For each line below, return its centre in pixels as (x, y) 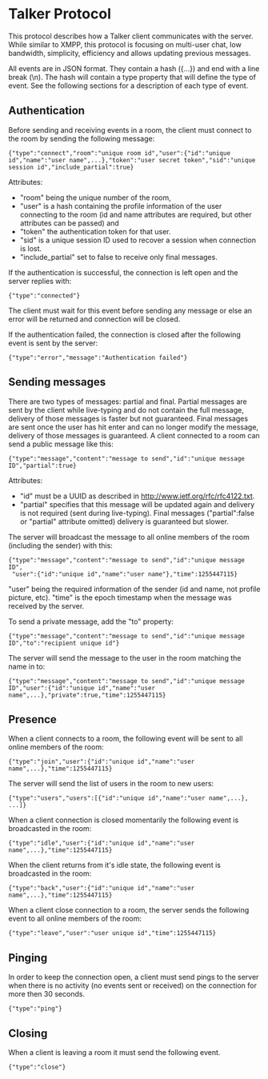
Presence (33, 719)
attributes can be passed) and (70, 223)
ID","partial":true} (43, 466)
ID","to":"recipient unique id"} (64, 643)
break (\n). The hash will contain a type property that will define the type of (132, 77)
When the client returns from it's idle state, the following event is (115, 865)
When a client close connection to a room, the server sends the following (129, 910)
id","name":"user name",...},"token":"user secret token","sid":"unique (132, 160)
